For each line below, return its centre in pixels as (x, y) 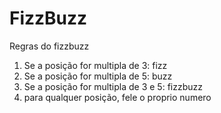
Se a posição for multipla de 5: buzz (98, 76)
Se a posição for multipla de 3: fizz (95, 65)
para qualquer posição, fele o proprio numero (117, 97)
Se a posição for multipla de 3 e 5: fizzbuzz (113, 86)
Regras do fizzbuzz (49, 46)
